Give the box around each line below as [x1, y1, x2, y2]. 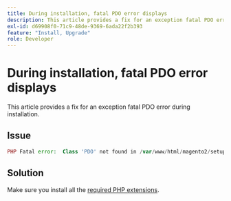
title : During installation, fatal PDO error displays [7, 10, 168, 17]
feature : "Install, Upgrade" [7, 29, 91, 36]
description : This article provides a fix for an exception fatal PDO [7, 17, 214, 23]
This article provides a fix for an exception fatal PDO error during [7, 103, 190, 111]
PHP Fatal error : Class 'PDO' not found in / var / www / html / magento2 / [7, 148, 211, 155]
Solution [7, 167, 44, 179]
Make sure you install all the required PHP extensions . [7, 185, 159, 193]
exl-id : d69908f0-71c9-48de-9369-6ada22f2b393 [7, 23, 143, 30]
